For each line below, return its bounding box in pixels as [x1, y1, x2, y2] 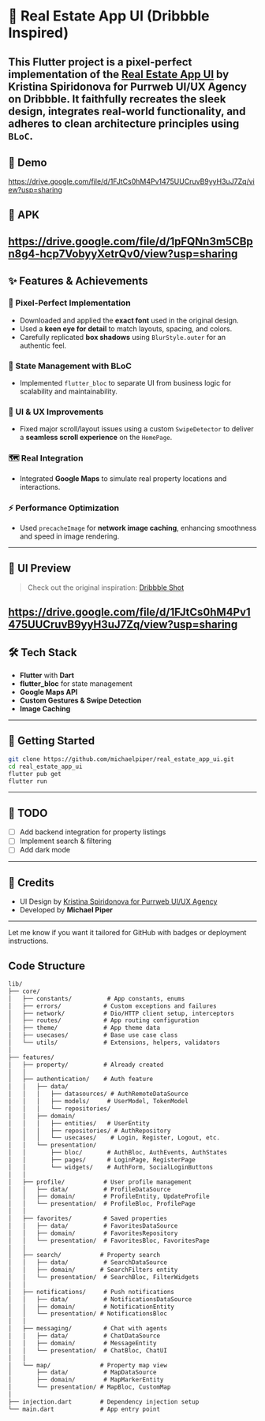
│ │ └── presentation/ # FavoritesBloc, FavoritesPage [8, 1236, 211, 1244]
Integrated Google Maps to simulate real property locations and [19, 473, 227, 483]
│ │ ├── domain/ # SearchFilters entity [8, 1266, 178, 1274]
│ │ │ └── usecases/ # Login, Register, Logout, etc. [8, 1134, 221, 1142]
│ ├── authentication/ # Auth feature [8, 1076, 154, 1083]
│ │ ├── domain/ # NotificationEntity [8, 1303, 175, 1311]
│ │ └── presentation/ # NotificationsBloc [8, 1310, 168, 1318]
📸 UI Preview [8, 561, 72, 575]
